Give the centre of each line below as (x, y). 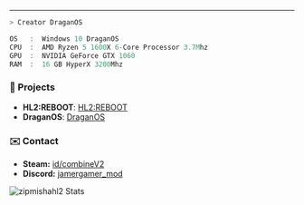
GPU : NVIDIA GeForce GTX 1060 (72, 55)
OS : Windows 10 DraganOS (64, 39)
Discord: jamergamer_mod (73, 173)
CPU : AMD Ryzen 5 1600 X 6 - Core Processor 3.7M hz (109, 47)
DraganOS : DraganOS (64, 117)
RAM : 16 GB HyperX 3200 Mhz (66, 64)
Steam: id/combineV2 (63, 163)
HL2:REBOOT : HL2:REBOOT (75, 107)
